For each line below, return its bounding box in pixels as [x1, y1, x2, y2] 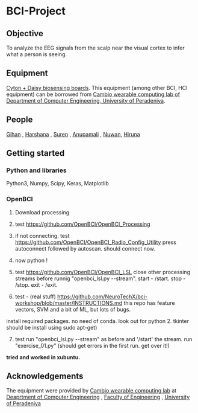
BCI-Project [6, 4, 66, 18]
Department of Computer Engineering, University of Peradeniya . [6, 97, 166, 104]
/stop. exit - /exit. [14, 281, 58, 288]
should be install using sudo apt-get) [6, 324, 97, 331]
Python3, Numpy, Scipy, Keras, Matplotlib [6, 180, 110, 187]
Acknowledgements [6, 371, 84, 381]
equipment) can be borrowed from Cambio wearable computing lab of [6, 91, 181, 98]
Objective [6, 28, 44, 39]
